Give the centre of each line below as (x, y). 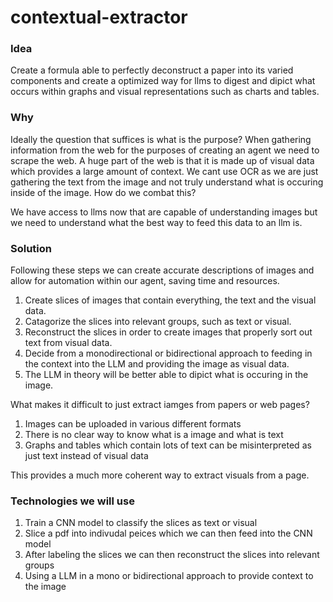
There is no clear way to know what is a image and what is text (154, 435)
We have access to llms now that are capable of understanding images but (164, 212)
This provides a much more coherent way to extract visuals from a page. (160, 475)
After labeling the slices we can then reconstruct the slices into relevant (172, 555)
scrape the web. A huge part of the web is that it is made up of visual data (162, 160)
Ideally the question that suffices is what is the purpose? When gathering (161, 139)
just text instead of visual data (86, 456)
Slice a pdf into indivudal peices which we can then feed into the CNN (168, 533)
